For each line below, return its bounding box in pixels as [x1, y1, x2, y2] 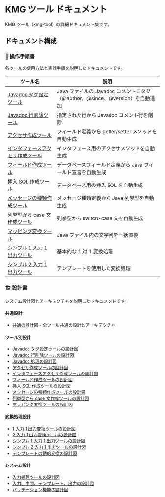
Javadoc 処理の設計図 [12, 358, 57, 364]
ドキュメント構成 [5, 37, 57, 45]
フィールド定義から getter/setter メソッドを [57, 128, 157, 135]
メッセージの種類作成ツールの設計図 [12, 389, 86, 395]
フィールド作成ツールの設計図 [12, 377, 73, 383]
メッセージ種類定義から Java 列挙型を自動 [57, 194, 155, 201]
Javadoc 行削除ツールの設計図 [12, 352, 75, 358]
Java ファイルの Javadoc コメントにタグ [57, 88, 151, 94]
